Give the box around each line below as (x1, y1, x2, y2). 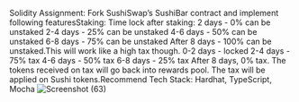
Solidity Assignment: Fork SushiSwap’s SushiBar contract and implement (9, 8, 279, 18)
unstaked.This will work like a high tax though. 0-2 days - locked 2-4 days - (9, 46, 291, 56)
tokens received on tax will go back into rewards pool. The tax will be (9, 64, 266, 75)
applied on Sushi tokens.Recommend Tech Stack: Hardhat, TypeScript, (9, 74, 272, 84)
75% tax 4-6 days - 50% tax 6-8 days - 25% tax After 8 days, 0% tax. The (9, 55, 286, 65)
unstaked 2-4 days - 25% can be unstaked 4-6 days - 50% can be (9, 27, 258, 37)
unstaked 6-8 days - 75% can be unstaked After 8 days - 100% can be (9, 36, 272, 47)
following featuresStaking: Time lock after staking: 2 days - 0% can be (9, 17, 271, 28)
